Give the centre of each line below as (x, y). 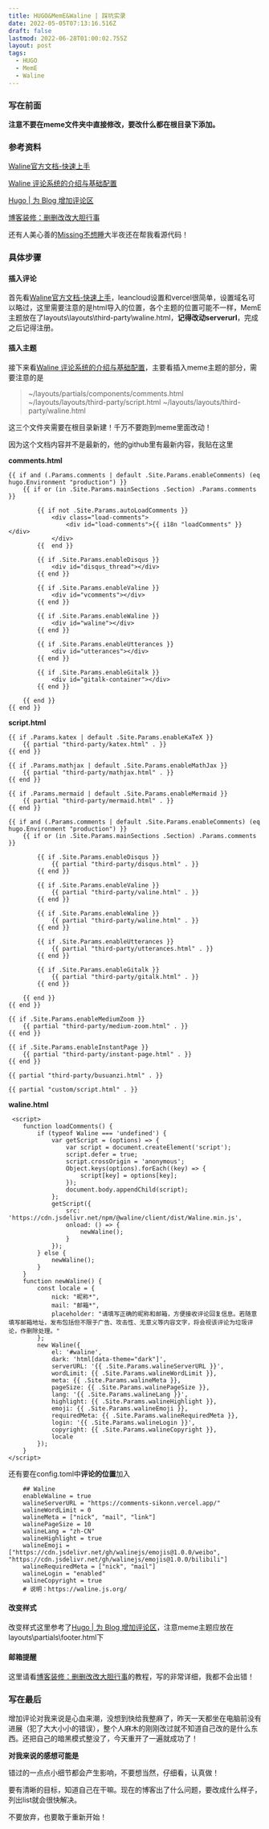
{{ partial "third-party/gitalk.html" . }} (125, 976)
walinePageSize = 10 (57, 1524)
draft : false (30, 31)
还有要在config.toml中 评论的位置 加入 (69, 1473)
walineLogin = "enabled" (64, 1573)
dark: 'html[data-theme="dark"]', (109, 1359)
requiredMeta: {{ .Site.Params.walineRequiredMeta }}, (145, 1415)
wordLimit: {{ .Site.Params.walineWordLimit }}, (134, 1373)
